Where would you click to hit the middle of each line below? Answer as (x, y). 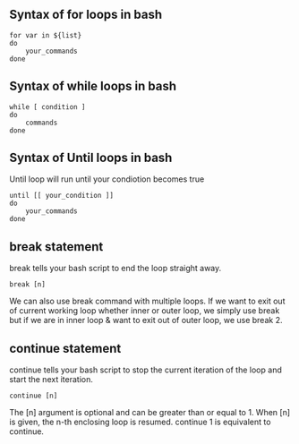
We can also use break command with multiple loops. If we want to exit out (147, 301)
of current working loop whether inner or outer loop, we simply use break (145, 311)
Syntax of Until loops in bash (91, 158)
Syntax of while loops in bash (93, 86)
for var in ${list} (46, 35)
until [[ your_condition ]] (62, 196)
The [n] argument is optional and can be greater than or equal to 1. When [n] (150, 413)
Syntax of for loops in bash (86, 15)
